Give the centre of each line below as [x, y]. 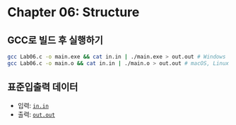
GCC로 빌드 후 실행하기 [55, 40]
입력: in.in [33, 105]
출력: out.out [36, 114]
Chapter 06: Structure [73, 12]
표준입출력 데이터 [43, 87]
